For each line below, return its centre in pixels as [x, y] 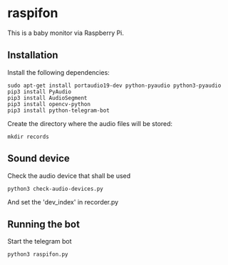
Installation [33, 55]
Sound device [38, 159]
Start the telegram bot [40, 241]
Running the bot [44, 224]
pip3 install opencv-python [49, 104]
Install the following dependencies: [59, 72]
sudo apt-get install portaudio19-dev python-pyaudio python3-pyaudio [114, 85]
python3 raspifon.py [38, 254]
